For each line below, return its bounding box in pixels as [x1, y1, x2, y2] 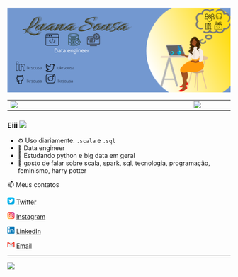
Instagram [16, 213, 46, 220]
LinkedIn [16, 227, 41, 235]
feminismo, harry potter [17, 166, 87, 174]
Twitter [16, 198, 37, 206]
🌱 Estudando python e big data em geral [17, 152, 136, 159]
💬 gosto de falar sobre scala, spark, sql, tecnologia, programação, [17, 159, 210, 167]
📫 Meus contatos [7, 181, 59, 188]
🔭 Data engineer [17, 144, 65, 152]
